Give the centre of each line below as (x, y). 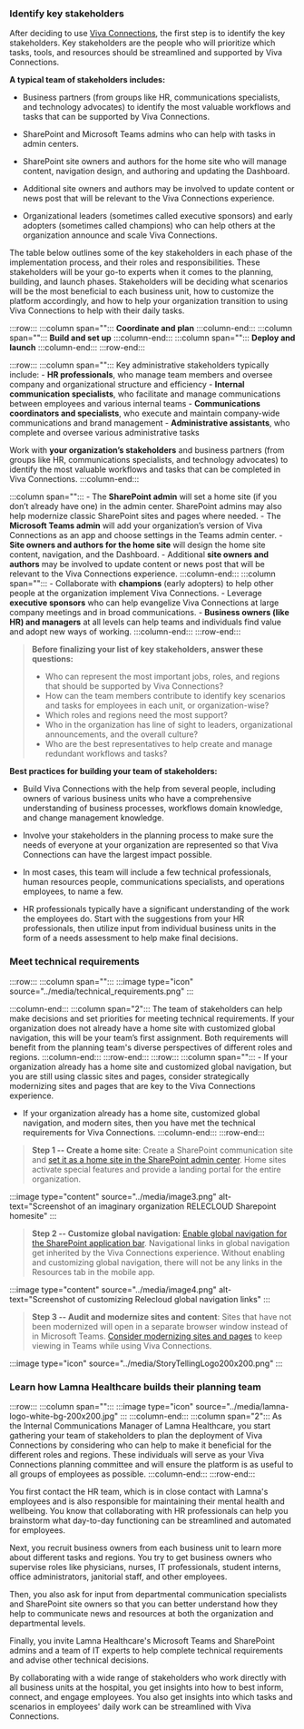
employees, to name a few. (73, 891)
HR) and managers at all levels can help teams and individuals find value (145, 622)
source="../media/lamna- (242, 1406)
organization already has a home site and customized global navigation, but (151, 1066)
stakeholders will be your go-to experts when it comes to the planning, (142, 272)
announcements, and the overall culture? (122, 734)
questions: (53, 659)
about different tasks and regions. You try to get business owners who (141, 1557)
